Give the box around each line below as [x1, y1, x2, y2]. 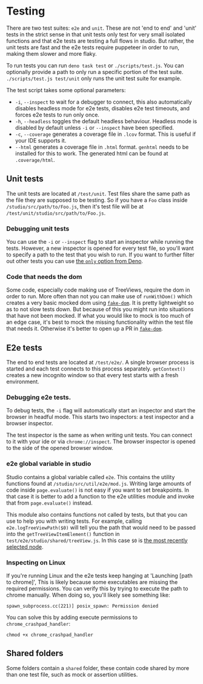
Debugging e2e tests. [6, 393, 72, 401]
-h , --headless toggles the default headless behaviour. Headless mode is [15, 117, 198, 125]
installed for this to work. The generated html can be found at [15, 150, 168, 157]
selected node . [6, 543, 44, 550]
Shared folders [6, 648, 64, 659]
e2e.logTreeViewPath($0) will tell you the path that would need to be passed [6, 523, 196, 531]
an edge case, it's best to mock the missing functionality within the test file [6, 318, 193, 326]
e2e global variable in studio [6, 460, 92, 468]
